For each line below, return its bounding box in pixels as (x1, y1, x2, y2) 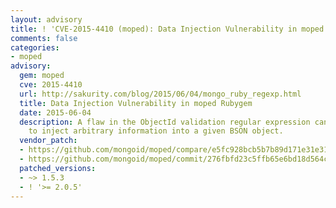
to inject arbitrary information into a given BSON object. (28, 126, 284, 136)
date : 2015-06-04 (19, 107, 92, 118)
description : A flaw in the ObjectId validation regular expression (19, 117, 311, 127)
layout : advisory (10, 14, 83, 25)
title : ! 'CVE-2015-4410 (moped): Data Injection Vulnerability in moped (10, 24, 325, 34)
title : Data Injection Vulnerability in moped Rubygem (19, 98, 253, 108)
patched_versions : (19, 163, 97, 173)
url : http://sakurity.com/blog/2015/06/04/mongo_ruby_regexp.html (19, 89, 302, 99)
